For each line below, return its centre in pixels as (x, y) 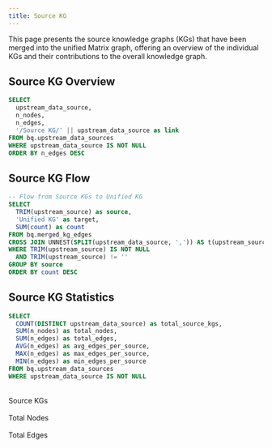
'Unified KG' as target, (57, 220)
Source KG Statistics (62, 298)
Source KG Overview (62, 82)
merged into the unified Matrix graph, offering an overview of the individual (134, 47)
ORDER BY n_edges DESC (47, 153)
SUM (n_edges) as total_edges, (66, 339)
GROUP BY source (36, 265)
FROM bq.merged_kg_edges (50, 235)
